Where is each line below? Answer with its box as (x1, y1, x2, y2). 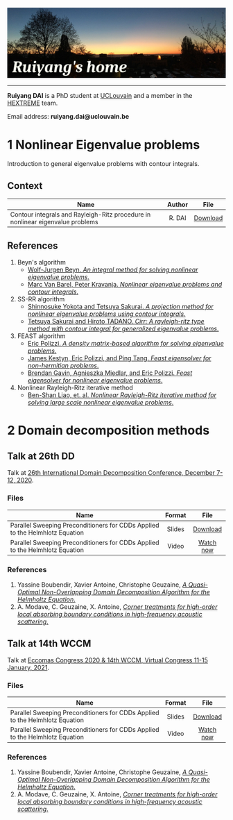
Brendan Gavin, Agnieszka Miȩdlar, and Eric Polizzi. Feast (27, 369, 193, 377)
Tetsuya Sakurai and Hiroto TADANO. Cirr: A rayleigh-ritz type (27, 317, 205, 326)
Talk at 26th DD (7, 450, 75, 462)
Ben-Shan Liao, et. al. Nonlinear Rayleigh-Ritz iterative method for (27, 391, 217, 399)
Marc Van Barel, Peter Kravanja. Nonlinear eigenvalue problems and (27, 281, 223, 289)
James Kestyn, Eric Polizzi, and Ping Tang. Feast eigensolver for (27, 354, 212, 362)
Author (167, 200, 189, 208)
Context (7, 180, 43, 192)
